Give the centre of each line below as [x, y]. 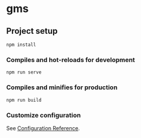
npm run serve [24, 72]
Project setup [32, 31]
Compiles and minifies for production [62, 87]
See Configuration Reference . [43, 128]
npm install [21, 45]
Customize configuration [44, 115]
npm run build [24, 100]
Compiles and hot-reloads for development [71, 60]
